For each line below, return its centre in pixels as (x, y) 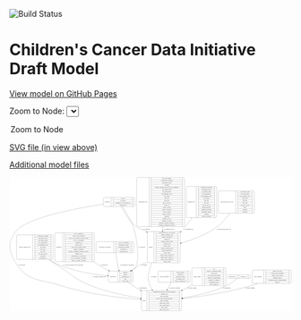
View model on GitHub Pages (64, 93)
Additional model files (49, 164)
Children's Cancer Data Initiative (133, 50)
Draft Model (54, 69)
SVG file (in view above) (54, 147)
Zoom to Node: (37, 111)
